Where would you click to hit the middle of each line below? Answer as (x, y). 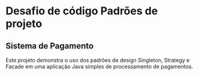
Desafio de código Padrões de (82, 11)
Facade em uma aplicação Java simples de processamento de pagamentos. (99, 66)
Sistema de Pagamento (50, 46)
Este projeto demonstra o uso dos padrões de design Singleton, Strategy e (98, 60)
